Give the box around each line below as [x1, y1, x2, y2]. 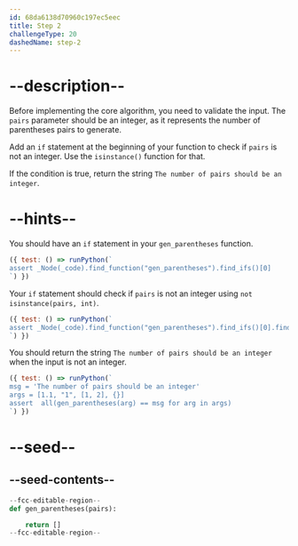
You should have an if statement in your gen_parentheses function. [9, 238, 254, 249]
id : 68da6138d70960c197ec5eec [9, 12, 122, 22]
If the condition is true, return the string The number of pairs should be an [9, 168, 282, 179]
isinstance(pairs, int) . [9, 297, 99, 308]
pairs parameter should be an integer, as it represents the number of [9, 115, 261, 125]
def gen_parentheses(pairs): [9, 504, 117, 513]
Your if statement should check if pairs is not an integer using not [9, 288, 253, 299]
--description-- [9, 76, 126, 96]
